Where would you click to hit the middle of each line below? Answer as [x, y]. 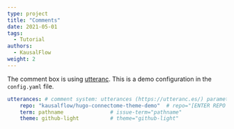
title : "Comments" [34, 20]
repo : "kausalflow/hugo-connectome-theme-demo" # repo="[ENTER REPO [123, 105]
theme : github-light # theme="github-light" [99, 119]
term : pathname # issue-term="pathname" [101, 112]
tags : [15, 33]
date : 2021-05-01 [32, 26]
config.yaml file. [31, 86]
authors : [20, 46]
